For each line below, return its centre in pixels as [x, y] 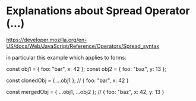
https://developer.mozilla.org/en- [47, 40]
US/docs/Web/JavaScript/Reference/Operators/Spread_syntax [83, 46]
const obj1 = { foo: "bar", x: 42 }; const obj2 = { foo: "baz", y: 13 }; [86, 69]
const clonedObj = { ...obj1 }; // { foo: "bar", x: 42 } [67, 80]
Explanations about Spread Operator [98, 11]
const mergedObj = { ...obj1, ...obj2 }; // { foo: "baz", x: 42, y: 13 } [85, 92]
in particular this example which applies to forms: [66, 57]
